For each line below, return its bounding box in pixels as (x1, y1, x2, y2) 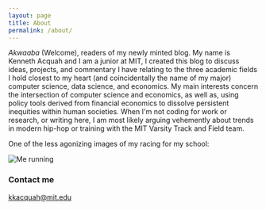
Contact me (8, 174, 55, 185)
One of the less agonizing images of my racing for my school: (8, 139, 210, 149)
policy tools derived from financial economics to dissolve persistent (8, 98, 229, 108)
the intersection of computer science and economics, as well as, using (8, 90, 240, 100)
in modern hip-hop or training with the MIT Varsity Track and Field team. (8, 124, 245, 133)
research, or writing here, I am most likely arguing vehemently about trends (8, 116, 254, 125)
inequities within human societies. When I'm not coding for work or (8, 107, 228, 116)
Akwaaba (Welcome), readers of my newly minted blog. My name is (8, 48, 230, 58)
